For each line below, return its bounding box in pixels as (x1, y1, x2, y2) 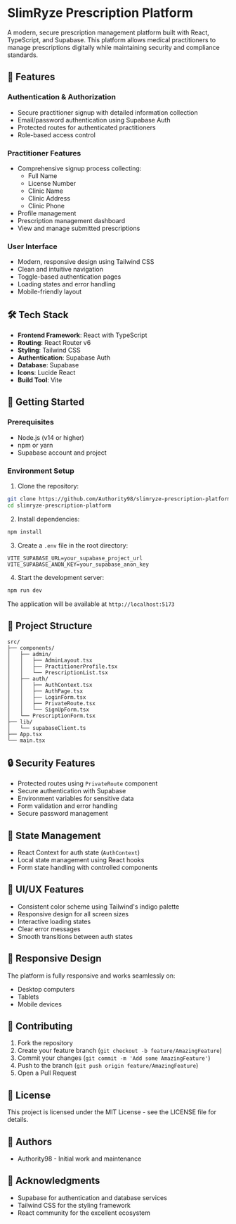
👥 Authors (7, 1135, 53, 1148)
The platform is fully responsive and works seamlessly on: (7, 971, 176, 980)
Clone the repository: (17, 482, 79, 491)
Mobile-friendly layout (17, 287, 82, 296)
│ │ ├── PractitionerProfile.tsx (7, 663, 118, 670)
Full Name (27, 171, 58, 180)
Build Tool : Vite (17, 376, 63, 384)
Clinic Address (27, 194, 70, 202)
